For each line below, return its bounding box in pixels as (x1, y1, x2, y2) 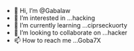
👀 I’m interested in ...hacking (13, 14, 95, 22)
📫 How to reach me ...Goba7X (13, 37, 101, 44)
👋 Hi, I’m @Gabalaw (13, 7, 71, 14)
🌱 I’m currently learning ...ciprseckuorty (13, 21, 128, 29)
